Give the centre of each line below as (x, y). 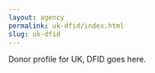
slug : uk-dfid (35, 34)
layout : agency (37, 17)
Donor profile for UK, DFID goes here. (77, 60)
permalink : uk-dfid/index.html (66, 26)
